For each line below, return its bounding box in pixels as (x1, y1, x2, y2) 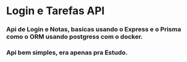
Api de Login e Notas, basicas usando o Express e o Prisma (6, 25, 182, 34)
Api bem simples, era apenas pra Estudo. (6, 48, 128, 57)
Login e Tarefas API (6, 4, 105, 18)
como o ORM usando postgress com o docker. (6, 32, 143, 41)
